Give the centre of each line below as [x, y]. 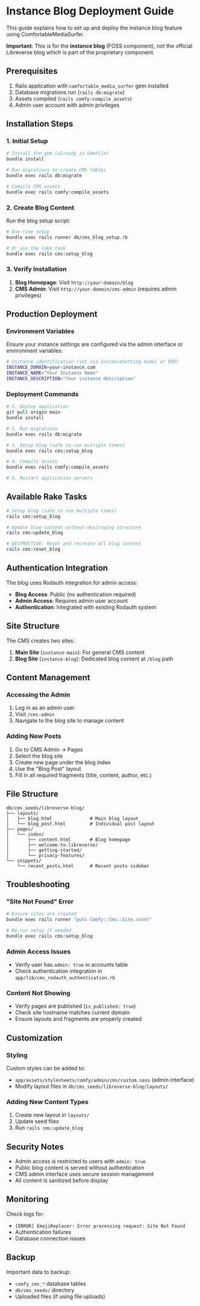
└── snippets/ [24, 861]
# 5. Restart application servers [50, 478]
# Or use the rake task [36, 248]
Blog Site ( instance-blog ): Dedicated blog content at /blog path [94, 659]
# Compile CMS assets [33, 186]
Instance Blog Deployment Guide [90, 11]
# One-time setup [28, 231]
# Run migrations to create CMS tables [56, 170]
